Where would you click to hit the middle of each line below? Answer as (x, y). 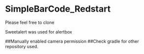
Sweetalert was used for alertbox (39, 32)
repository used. (22, 46)
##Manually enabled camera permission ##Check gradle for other (72, 41)
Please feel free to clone (30, 22)
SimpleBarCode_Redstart (58, 9)
